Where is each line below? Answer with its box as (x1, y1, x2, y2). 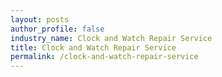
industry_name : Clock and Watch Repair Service (10, 33, 213, 43)
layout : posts (10, 14, 70, 25)
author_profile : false (10, 24, 105, 34)
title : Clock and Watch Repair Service (10, 42, 177, 53)
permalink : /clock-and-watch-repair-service (10, 52, 199, 62)
